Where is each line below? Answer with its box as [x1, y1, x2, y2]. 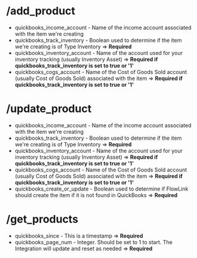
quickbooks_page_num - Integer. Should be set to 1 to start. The [14, 238, 173, 245]
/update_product [6, 102, 92, 116]
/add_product [6, 4, 76, 18]
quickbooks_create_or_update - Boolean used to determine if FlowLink [14, 185, 189, 192]
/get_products [6, 213, 79, 226]
